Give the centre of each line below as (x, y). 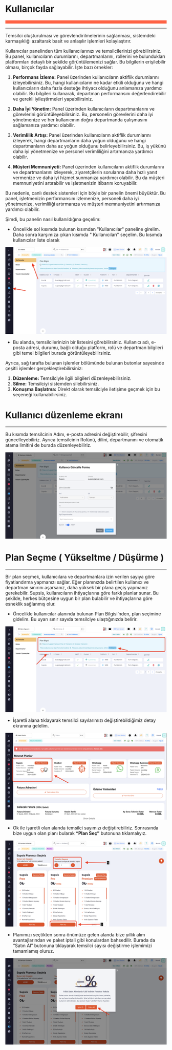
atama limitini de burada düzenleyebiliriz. (48, 445)
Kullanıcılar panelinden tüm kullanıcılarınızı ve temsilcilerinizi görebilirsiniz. (83, 51)
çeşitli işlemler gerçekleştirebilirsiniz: (44, 369)
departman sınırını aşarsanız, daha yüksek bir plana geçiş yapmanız (77, 587)
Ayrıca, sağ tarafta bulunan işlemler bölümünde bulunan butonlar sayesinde (85, 363)
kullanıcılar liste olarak (36, 240)
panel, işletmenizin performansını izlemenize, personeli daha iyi (72, 198)
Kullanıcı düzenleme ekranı (64, 415)
